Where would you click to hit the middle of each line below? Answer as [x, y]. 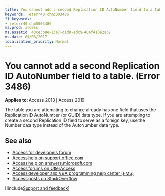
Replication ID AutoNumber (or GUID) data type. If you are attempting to [78, 115]
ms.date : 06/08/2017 [26, 37]
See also [18, 141]
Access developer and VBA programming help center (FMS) [73, 173]
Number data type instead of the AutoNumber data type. [62, 125]
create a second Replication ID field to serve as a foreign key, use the [75, 120]
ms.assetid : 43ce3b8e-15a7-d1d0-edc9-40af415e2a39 [58, 32]
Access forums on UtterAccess [44, 168]
